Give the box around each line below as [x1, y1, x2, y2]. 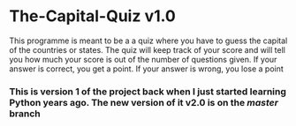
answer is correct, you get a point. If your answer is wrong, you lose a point [9, 63, 285, 74]
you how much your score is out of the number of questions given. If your [9, 54, 277, 64]
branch [9, 107, 42, 120]
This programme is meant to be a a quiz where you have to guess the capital [9, 35, 288, 46]
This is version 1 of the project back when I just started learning [9, 85, 287, 98]
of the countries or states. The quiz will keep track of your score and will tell [9, 44, 285, 55]
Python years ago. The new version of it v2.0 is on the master [9, 96, 278, 108]
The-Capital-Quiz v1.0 [9, 6, 177, 26]
